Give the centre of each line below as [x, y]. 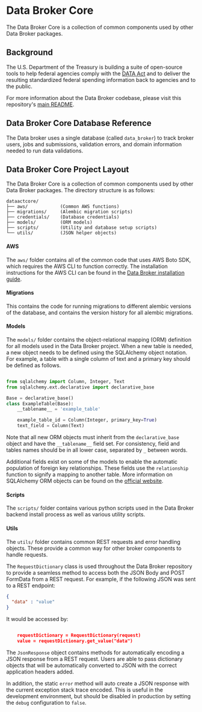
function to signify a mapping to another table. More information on [90, 475]
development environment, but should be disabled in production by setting [99, 696]
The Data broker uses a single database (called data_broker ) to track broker [100, 138]
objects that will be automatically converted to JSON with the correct [92, 665]
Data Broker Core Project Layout [68, 169]
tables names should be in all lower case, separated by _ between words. [97, 450]
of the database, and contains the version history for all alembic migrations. [100, 312]
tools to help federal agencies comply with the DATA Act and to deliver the [98, 73]
